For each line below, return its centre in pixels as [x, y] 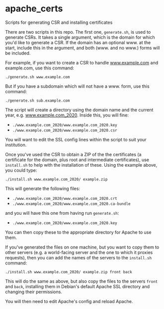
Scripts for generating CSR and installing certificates [59, 22]
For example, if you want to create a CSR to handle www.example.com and [82, 62]
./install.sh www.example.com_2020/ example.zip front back [69, 272]
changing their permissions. [34, 292]
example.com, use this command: [40, 68]
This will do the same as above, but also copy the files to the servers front [82, 281]
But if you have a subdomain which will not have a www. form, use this [78, 86]
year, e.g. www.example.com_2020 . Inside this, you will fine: [67, 115]
